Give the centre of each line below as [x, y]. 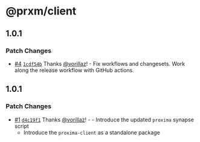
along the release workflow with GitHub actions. [74, 70]
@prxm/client [41, 11]
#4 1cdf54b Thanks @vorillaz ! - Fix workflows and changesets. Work [100, 63]
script [22, 126]
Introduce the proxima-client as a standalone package [92, 132]
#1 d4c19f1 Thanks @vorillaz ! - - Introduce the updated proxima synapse [104, 120]
